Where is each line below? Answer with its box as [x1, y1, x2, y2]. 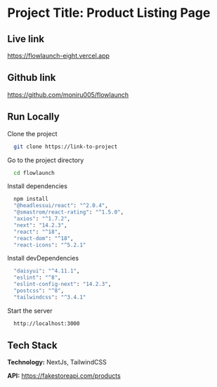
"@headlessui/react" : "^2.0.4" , [13, 202, 109, 209]
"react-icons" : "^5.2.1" [13, 241, 86, 249]
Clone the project [7, 129, 58, 138]
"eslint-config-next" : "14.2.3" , [13, 281, 112, 288]
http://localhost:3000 [13, 320, 80, 327]
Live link [7, 33, 44, 45]
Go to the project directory [7, 156, 84, 164]
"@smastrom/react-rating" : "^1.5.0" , [13, 209, 124, 216]
